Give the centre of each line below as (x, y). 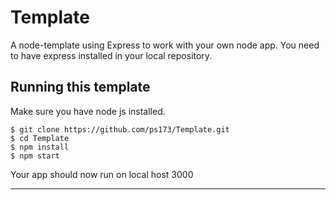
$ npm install (40, 147)
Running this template (80, 87)
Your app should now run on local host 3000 (102, 174)
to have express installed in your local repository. (111, 55)
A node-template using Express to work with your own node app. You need (165, 45)
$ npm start (35, 156)
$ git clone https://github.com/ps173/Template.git (120, 129)
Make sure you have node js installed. (88, 111)
